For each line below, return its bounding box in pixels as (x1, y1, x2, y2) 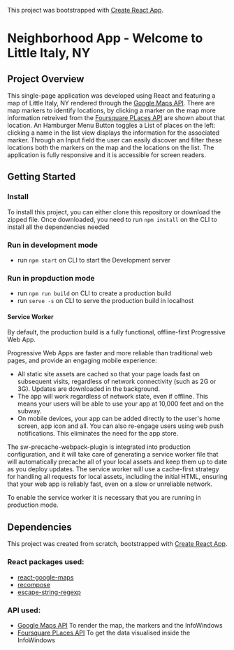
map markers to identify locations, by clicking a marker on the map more (7, 106, 217, 115)
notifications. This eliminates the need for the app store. (17, 429, 179, 438)
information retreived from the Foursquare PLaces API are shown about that (7, 114, 226, 121)
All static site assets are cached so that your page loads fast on (17, 370, 200, 378)
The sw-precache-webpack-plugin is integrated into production (7, 443, 191, 451)
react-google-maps (17, 573, 74, 582)
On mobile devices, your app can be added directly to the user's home (17, 415, 221, 423)
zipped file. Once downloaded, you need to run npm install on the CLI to (7, 215, 218, 223)
